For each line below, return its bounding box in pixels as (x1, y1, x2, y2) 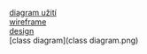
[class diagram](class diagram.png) (9, 35, 139, 45)
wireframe (9, 17, 47, 27)
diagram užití (9, 8, 58, 17)
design (9, 26, 35, 36)
